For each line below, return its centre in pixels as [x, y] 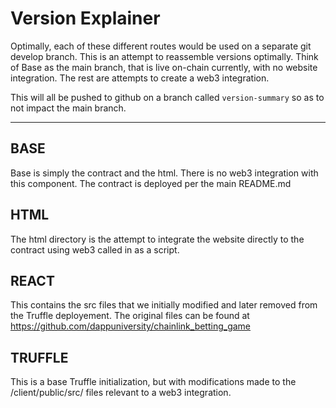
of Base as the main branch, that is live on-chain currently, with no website [164, 67]
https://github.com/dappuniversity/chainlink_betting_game [131, 326]
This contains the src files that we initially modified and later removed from [164, 305]
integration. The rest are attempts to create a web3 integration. [140, 78]
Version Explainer [85, 18]
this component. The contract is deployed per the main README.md [151, 183]
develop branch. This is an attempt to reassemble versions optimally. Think [164, 56]
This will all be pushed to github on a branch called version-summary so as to [167, 97]
